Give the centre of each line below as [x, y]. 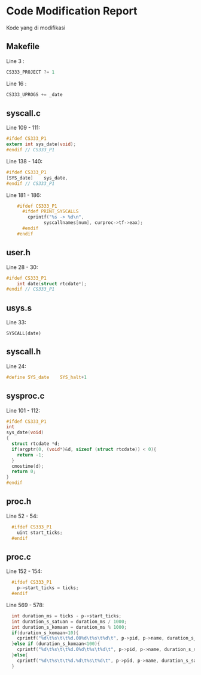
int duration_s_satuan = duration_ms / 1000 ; [69, 622]
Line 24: [16, 366]
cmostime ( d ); [28, 466]
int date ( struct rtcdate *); [52, 283]
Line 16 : [16, 83]
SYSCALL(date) [24, 334]
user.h [19, 253]
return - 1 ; [31, 455]
